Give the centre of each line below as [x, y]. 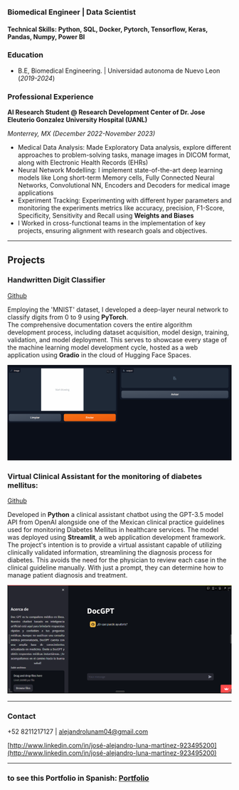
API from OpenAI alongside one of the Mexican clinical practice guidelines [116, 522]
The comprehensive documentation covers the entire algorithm [100, 324]
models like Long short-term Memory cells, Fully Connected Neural [116, 178]
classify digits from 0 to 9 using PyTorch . [68, 317]
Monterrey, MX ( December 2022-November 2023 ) [81, 134]
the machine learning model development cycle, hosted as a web [103, 347]
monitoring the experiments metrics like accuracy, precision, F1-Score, [121, 208]
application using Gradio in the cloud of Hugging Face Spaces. [100, 355]
